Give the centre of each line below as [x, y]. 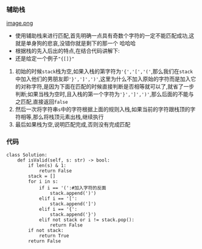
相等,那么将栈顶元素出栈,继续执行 [62, 117]
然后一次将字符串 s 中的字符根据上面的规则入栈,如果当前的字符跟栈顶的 [103, 109]
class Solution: [27, 155]
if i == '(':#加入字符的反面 [72, 188]
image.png [20, 23]
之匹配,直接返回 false [41, 102]
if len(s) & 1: [47, 165]
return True [54, 236]
